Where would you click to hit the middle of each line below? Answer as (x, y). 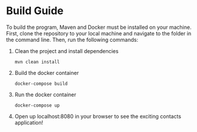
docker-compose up (37, 105)
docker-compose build (41, 84)
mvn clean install (37, 62)
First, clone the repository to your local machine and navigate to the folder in (99, 33)
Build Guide (35, 11)
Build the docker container (47, 72)
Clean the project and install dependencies (66, 51)
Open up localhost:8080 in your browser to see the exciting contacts (98, 116)
